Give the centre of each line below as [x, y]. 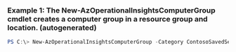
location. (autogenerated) [52, 28]
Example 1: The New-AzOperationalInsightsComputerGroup [111, 10]
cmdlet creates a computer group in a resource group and [108, 19]
